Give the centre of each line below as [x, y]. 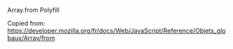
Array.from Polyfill [33, 10]
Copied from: [26, 23]
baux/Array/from [31, 38]
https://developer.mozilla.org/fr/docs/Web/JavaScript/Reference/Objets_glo [116, 31]
